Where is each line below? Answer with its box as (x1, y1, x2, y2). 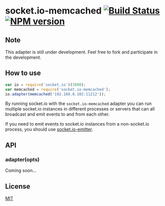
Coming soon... (5, 167, 36, 173)
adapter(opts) (5, 156, 40, 163)
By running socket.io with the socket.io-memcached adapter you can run (5, 100, 152, 107)
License (5, 182, 30, 190)
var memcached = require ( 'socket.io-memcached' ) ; (5, 87, 111, 92)
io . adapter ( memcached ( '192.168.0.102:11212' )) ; (5, 91, 106, 96)
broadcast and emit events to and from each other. (5, 111, 110, 118)
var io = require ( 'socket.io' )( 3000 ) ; (5, 82, 86, 87)
